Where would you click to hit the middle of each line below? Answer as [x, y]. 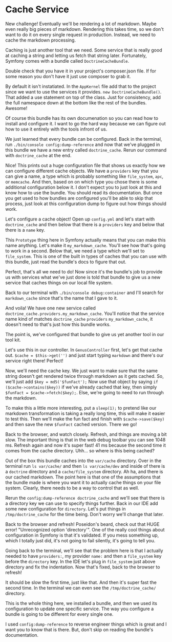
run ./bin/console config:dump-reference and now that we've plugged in [83, 144]
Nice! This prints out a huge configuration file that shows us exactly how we [85, 165]
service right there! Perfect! [34, 360]
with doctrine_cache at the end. [38, 155]
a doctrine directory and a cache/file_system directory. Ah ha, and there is [84, 471]
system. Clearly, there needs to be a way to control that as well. [72, 488]
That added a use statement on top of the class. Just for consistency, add [83, 97]
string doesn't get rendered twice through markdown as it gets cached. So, [84, 376]
